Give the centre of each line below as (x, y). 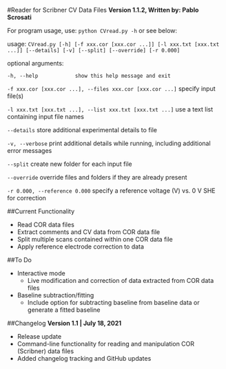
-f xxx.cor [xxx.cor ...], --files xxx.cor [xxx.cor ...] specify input (111, 88)
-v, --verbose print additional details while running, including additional (109, 143)
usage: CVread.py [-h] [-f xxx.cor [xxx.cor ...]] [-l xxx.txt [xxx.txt (113, 44)
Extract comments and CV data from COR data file (89, 232)
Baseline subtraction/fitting (55, 295)
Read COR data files (45, 224)
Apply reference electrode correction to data (81, 246)
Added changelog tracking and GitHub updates (84, 358)
